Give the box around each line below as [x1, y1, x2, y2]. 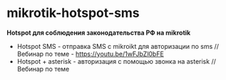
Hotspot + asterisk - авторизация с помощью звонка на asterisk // [16, 57, 217, 65]
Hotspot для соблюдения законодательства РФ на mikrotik [6, 28, 191, 37]
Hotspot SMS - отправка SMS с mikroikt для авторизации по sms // [16, 42, 219, 50]
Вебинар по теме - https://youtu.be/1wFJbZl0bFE [16, 50, 165, 58]
